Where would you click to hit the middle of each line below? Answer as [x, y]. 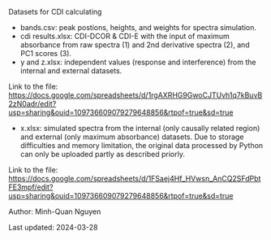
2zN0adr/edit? [32, 104]
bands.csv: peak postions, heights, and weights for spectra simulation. [138, 27]
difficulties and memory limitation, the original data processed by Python [142, 145]
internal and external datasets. [71, 71]
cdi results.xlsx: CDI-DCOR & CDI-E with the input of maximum [125, 36]
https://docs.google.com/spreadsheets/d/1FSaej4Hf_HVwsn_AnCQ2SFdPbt [135, 179]
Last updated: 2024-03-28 [53, 227]
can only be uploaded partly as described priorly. [102, 154]
